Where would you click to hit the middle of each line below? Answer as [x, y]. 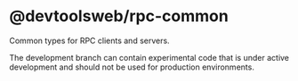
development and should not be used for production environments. [132, 67]
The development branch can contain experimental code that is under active [149, 57]
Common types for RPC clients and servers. [90, 40]
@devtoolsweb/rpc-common [119, 16]
